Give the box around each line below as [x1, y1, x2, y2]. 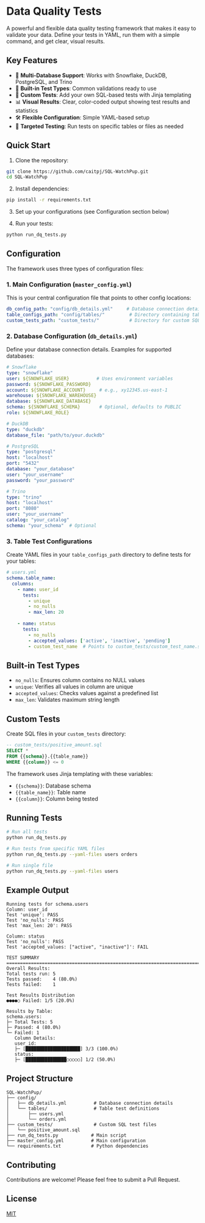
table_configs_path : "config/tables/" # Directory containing [6, 312, 190, 318]
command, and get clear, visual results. [6, 37, 105, 45]
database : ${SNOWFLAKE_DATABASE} [6, 398, 92, 405]
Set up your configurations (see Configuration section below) [15, 208, 170, 216]
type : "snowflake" [6, 369, 53, 376]
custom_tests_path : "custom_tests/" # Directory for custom [6, 317, 190, 323]
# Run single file [6, 862, 53, 868]
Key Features [6, 55, 58, 66]
